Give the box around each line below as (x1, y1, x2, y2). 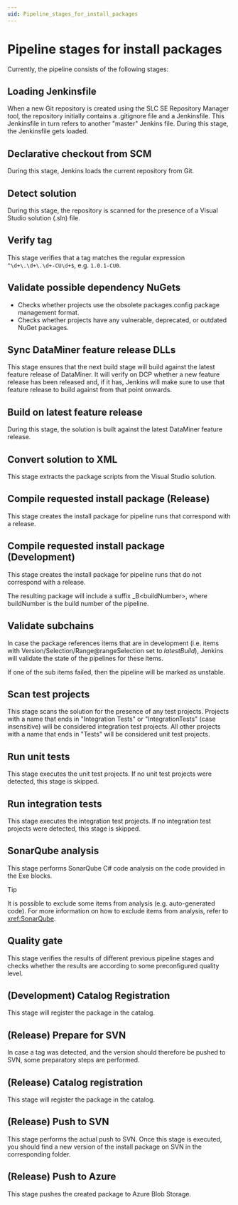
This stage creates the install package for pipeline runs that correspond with (7, 511, 231, 521)
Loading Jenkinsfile (7, 85, 97, 97)
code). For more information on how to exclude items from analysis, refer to (7, 906, 229, 915)
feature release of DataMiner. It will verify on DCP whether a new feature (7, 370, 220, 379)
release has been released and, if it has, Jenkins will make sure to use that (7, 378, 225, 386)
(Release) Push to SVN (7, 1116, 109, 1128)
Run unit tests (7, 750, 70, 763)
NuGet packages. (17, 323, 70, 332)
